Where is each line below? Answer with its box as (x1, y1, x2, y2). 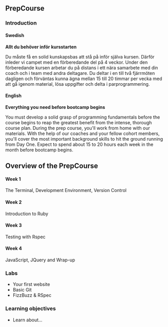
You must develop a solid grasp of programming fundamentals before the (5, 114, 160, 120)
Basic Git (12, 287, 32, 293)
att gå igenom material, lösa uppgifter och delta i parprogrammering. (5, 81, 150, 87)
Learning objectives (5, 305, 56, 312)
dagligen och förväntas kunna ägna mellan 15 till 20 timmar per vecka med (5, 75, 162, 82)
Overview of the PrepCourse (5, 162, 98, 170)
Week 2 (5, 199, 22, 205)
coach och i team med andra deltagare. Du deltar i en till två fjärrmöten (5, 70, 155, 76)
